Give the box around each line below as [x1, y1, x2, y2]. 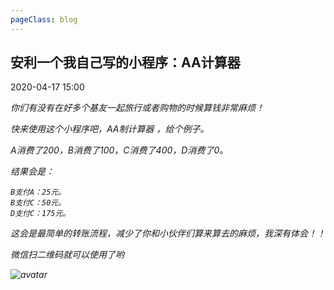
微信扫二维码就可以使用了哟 [10, 249, 125, 261]
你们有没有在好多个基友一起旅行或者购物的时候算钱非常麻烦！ [10, 102, 265, 114]
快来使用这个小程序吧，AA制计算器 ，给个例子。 [10, 123, 210, 135]
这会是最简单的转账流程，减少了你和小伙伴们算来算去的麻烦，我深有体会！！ [10, 227, 326, 240]
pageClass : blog [10, 14, 78, 25]
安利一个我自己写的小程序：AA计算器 [10, 54, 241, 71]
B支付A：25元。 [10, 187, 67, 198]
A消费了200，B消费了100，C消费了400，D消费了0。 [10, 144, 229, 156]
